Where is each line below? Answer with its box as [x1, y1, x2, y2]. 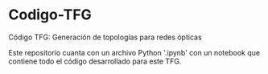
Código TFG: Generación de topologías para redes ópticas [8, 32, 203, 42]
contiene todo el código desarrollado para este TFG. [8, 56, 182, 66]
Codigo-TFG [8, 6, 93, 24]
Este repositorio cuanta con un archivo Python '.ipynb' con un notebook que [8, 47, 260, 57]
